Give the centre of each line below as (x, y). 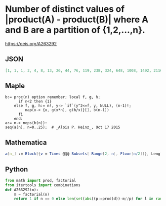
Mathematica (26, 142)
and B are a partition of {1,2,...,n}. (75, 30)
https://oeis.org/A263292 (31, 43)
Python (17, 169)
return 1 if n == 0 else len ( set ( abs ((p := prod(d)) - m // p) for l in (84, 199)
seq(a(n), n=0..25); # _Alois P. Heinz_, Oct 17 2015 (63, 127)
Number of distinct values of (65, 9)
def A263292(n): (22, 190)
